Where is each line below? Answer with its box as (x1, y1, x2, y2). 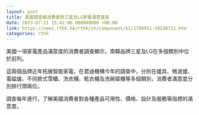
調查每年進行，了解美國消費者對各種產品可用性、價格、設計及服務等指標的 (6, 95, 188, 103)
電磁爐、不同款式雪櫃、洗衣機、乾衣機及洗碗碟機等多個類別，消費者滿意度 (6, 75, 188, 82)
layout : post (6, 8, 38, 15)
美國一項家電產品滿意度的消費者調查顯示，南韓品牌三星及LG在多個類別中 (6, 48, 184, 55)
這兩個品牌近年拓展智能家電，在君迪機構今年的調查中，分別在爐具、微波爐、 (6, 68, 193, 75)
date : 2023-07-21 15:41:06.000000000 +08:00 (6, 20, 118, 25)
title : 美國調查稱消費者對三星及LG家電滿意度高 (6, 14, 110, 20)
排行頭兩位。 (11, 82, 43, 90)
